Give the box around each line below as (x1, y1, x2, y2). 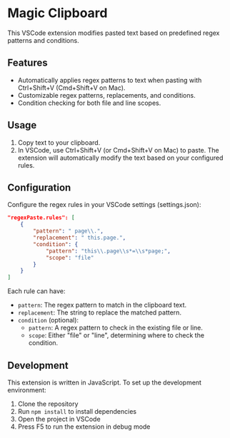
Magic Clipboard (7, 5, 108, 21)
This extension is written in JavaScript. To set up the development (7, 378, 202, 387)
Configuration (7, 181, 71, 193)
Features (7, 57, 48, 69)
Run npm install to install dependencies (17, 407, 137, 415)
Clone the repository (17, 399, 79, 408)
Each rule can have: (7, 287, 66, 295)
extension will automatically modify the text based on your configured (17, 153, 224, 162)
